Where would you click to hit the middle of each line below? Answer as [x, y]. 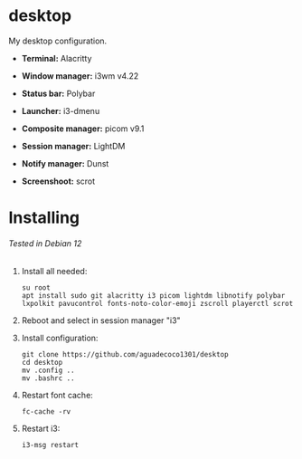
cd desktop [42, 363]
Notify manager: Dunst [65, 163]
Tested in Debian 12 [45, 243]
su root [36, 288]
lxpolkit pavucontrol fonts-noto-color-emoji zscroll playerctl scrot [157, 304]
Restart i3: [41, 429]
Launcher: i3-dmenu [61, 110]
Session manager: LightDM [73, 146]
